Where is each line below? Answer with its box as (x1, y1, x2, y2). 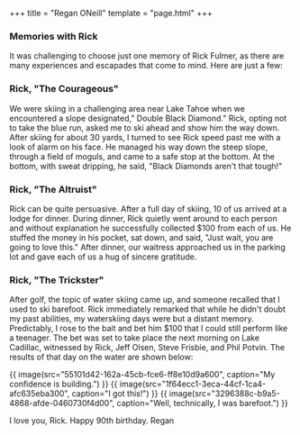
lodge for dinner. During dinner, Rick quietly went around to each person (9, 213, 277, 223)
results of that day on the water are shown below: (9, 351, 194, 363)
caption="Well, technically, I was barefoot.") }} (116, 398, 288, 409)
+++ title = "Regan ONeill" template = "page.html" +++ (9, 8, 214, 18)
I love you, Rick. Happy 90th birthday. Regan (9, 415, 175, 426)
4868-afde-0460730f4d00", (9, 398, 115, 409)
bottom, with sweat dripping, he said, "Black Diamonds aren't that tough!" (9, 160, 283, 171)
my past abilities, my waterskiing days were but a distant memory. (9, 313, 254, 324)
